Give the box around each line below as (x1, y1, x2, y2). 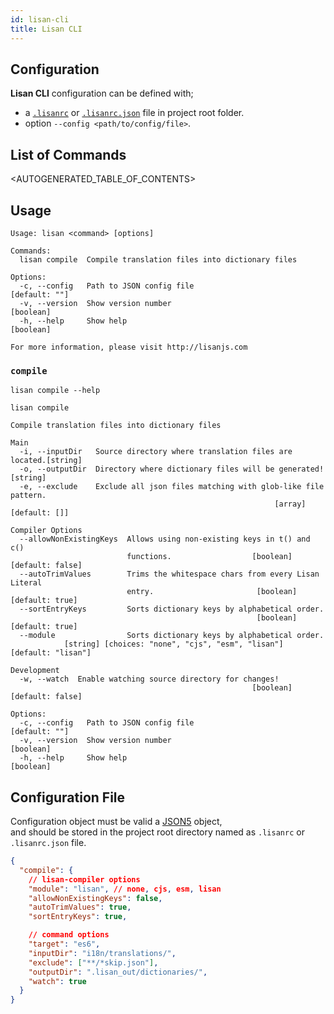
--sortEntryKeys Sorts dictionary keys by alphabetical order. (19, 604, 325, 615)
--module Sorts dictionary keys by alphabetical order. (19, 631, 325, 641)
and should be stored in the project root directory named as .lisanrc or (10, 826, 305, 838)
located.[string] (10, 456, 83, 466)
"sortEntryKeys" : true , (28, 912, 128, 922)
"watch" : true (28, 976, 87, 986)
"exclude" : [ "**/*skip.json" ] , (28, 957, 159, 968)
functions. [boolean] (126, 552, 293, 562)
